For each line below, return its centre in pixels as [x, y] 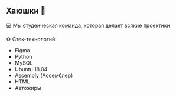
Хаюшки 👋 [26, 11]
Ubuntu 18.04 [31, 69]
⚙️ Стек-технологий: [32, 39]
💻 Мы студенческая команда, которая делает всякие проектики [88, 25]
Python [23, 56]
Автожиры [28, 88]
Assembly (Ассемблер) [44, 75]
